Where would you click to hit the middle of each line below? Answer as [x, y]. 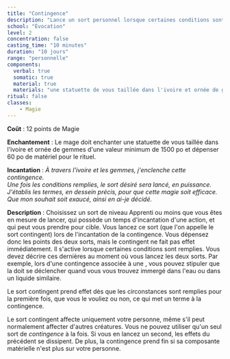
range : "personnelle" [38, 58]
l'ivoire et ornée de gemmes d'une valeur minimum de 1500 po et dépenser [113, 149]
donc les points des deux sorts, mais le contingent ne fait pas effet [101, 242]
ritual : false [27, 97]
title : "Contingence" [38, 13]
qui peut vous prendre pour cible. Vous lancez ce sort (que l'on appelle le [111, 227]
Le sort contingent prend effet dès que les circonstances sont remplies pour [115, 291]
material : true [35, 84]
